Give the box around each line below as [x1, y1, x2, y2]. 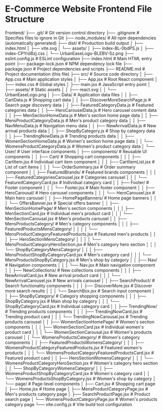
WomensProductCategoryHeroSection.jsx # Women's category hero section [5, 360, 158, 366]
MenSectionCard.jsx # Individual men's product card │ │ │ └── [5, 210, 133, 216]
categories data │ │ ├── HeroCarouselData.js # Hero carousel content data [5, 107, 157, 113]
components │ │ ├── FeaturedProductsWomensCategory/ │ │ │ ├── [5, 339, 145, 345]
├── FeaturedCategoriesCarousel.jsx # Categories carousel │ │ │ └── [5, 174, 147, 180]
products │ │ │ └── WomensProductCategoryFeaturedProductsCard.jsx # [5, 350, 154, 356]
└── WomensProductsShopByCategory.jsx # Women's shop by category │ [5, 376, 156, 381]
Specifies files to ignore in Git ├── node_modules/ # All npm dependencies [5, 35, 157, 41]
